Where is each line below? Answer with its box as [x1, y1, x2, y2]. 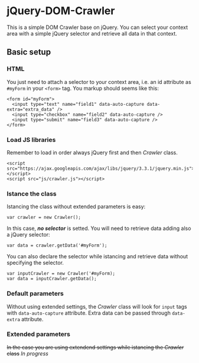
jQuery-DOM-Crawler [6, 4, 115, 18]
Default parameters [6, 290, 64, 298]
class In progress [6, 350, 49, 357]
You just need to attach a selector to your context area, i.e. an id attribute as [6, 78, 191, 85]
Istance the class [6, 189, 57, 197]
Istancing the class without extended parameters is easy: [6, 203, 146, 210]
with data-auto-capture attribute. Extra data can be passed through [6, 309, 171, 316]
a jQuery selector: [6, 231, 50, 238]
